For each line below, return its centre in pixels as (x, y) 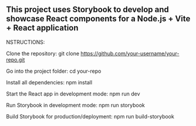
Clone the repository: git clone (43, 53)
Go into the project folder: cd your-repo (54, 71)
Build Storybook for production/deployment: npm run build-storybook (90, 116)
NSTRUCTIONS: (26, 42)
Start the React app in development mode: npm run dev (73, 94)
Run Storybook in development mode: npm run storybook (75, 105)
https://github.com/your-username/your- (130, 53)
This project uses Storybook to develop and (87, 10)
